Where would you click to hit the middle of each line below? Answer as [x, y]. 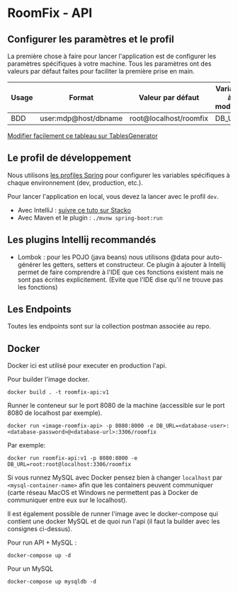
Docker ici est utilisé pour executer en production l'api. [87, 365]
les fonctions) [38, 287]
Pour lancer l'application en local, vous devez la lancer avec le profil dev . [113, 196]
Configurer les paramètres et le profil [91, 39]
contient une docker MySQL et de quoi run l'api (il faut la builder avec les [114, 521]
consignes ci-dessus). [40, 529]
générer [29, 264]
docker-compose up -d [39, 556]
